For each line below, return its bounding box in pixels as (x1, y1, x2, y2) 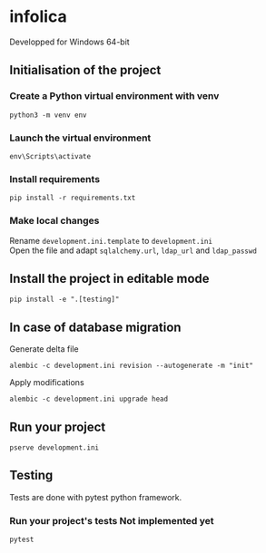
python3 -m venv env (9, 111, 88, 120)
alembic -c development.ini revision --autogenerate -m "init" (9, 361, 254, 371)
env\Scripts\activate (9, 151, 92, 160)
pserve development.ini (9, 442, 100, 452)
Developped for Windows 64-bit (9, 36, 130, 47)
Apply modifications (9, 377, 84, 388)
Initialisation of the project (9, 63, 162, 78)
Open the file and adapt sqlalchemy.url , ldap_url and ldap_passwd (9, 245, 257, 256)
